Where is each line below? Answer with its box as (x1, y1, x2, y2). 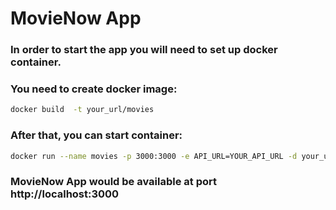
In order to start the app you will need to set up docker (10, 43, 278, 57)
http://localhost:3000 (10, 187, 120, 201)
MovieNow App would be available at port (10, 175, 217, 189)
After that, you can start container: (10, 128, 183, 142)
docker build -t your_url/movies (10, 105, 155, 115)
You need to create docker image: (10, 82, 178, 96)
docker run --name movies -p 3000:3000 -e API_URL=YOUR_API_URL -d (10, 151, 298, 161)
